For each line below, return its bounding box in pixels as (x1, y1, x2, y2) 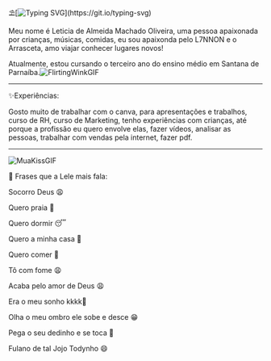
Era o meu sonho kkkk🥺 (8, 296, 87, 306)
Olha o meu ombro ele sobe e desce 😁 (8, 313, 139, 321)
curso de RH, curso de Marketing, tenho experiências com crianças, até (8, 115, 248, 125)
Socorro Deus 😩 (8, 187, 65, 196)
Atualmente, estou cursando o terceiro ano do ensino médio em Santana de (8, 59, 260, 69)
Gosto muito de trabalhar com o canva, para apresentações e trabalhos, (8, 107, 248, 116)
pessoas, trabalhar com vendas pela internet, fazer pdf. (8, 132, 193, 142)
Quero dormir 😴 (8, 219, 67, 228)
